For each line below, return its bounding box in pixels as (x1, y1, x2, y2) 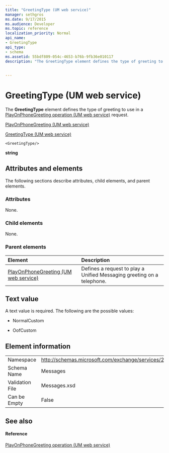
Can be (8, 393, 25, 400)
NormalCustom (12, 318, 44, 324)
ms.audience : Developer (5, 21, 55, 27)
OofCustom (12, 327, 37, 333)
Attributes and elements (5, 164, 83, 173)
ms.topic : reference (5, 26, 49, 31)
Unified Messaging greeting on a (81, 271, 158, 278)
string (5, 149, 19, 156)
